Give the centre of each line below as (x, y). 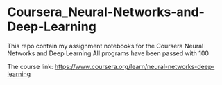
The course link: (30, 66)
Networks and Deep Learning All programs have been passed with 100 (108, 53)
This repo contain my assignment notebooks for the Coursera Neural (105, 46)
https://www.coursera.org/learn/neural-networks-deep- (135, 66)
